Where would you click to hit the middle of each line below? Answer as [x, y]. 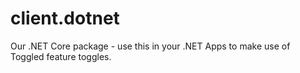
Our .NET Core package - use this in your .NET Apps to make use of [150, 46]
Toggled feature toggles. [61, 56]
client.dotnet [65, 18]
